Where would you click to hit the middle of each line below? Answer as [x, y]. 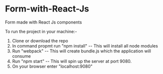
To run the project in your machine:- [41, 31]
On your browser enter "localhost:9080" [52, 66]
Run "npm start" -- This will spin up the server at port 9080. [72, 61]
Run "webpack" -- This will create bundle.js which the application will [81, 51]
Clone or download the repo [40, 41]
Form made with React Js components [44, 22]
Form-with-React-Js [47, 9]
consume [21, 56]
